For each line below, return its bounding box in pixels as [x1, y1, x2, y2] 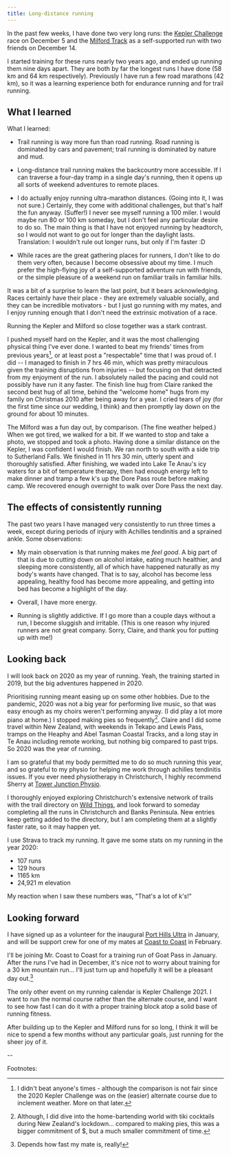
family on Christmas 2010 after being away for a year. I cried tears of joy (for [7, 395, 223, 403]
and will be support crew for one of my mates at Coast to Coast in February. [7, 938, 222, 946]
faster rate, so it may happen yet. [7, 823, 101, 831]
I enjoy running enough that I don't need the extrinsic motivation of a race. [7, 308, 218, 317]
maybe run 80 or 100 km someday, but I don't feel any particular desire [16, 216, 219, 224]
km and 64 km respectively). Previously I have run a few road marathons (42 [7, 72, 224, 80]
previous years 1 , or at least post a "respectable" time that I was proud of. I [7, 350, 217, 359]
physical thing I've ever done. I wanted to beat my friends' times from [7, 343, 204, 351]
